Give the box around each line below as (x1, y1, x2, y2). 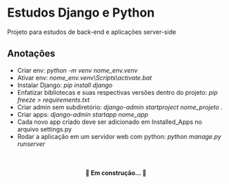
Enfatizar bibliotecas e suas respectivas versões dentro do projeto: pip (17, 88, 219, 96)
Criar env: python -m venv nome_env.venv (17, 66, 138, 74)
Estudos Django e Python (7, 5, 155, 21)
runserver (17, 140, 46, 148)
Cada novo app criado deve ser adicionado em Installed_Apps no (17, 118, 202, 126)
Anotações (7, 48, 56, 59)
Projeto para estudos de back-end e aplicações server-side (7, 28, 177, 36)
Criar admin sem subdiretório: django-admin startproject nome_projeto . (17, 102, 223, 111)
